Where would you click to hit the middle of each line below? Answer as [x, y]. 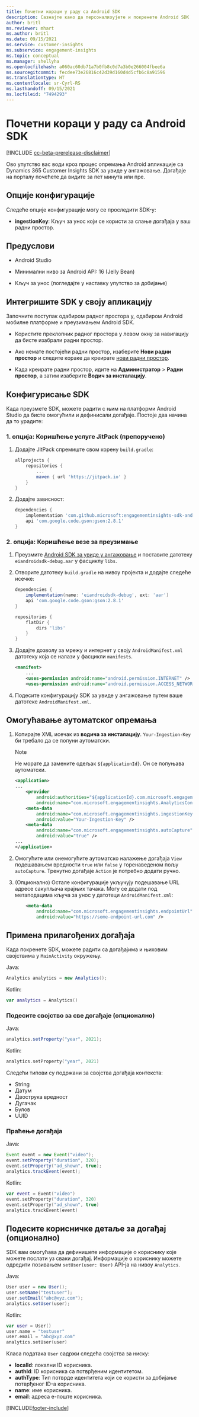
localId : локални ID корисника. [53, 1365]
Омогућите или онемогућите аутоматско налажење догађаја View [98, 858]
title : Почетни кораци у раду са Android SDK [63, 12]
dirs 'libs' [51, 628]
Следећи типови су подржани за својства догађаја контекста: [84, 1073]
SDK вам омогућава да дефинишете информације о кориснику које [91, 1252]
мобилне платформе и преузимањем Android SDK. [70, 322]
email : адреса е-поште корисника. [58, 1397]
